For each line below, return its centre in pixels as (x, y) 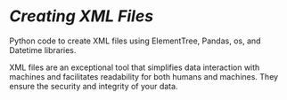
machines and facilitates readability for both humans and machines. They (144, 76)
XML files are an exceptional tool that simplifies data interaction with (135, 67)
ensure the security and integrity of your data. (94, 86)
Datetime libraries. (43, 50)
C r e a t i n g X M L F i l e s (82, 16)
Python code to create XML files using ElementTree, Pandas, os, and (135, 41)
